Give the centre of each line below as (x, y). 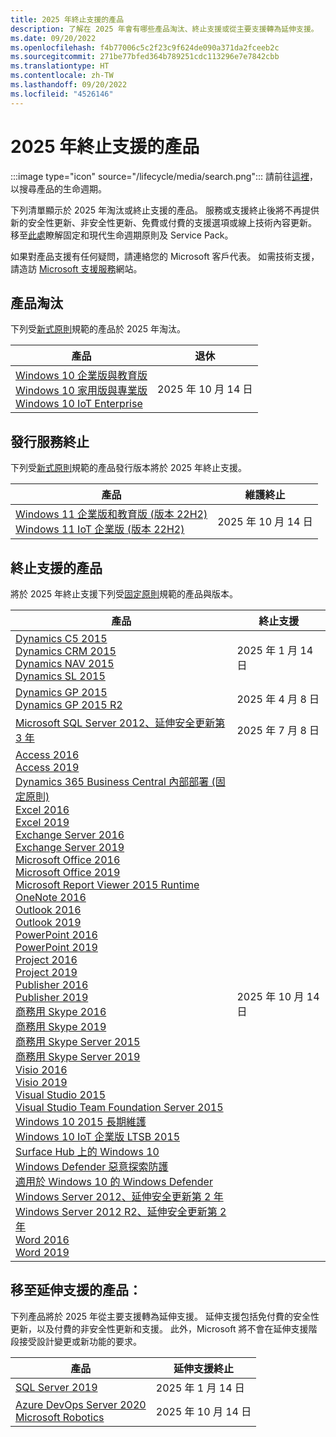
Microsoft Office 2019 (68, 872)
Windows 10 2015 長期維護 (81, 1121)
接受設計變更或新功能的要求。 (80, 1341)
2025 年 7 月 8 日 (278, 730)
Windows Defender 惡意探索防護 (92, 1166)
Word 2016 (42, 1239)
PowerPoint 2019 (56, 947)
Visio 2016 (41, 1069)
